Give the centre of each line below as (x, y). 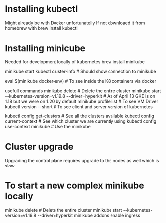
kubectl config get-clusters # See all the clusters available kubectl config (80, 116)
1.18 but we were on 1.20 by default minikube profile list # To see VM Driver (82, 101)
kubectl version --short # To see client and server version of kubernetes (79, 106)
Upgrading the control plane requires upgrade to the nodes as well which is (82, 160)
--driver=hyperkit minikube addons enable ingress (88, 215)
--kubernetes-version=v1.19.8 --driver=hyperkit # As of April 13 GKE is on (80, 96)
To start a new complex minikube (75, 186)
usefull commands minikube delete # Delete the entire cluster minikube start (83, 91)
